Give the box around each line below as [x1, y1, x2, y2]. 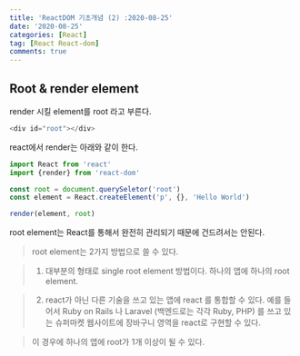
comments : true [9, 47, 67, 56]
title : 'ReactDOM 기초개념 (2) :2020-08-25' [9, 13, 174, 23]
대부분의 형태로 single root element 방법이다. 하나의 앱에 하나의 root [45, 265, 290, 277]
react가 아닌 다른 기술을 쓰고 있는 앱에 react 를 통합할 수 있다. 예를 [45, 294, 282, 305]
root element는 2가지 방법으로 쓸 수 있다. [31, 246, 179, 257]
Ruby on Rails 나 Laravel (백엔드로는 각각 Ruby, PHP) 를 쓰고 [62, 306, 282, 317]
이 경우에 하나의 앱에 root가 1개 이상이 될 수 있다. [31, 337, 205, 348]
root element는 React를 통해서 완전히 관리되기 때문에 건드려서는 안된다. [9, 227, 265, 238]
